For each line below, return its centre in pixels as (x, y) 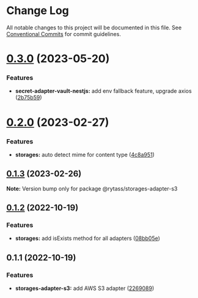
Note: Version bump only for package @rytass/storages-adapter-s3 (92, 188)
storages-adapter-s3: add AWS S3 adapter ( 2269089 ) (85, 288)
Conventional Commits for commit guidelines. (64, 34)
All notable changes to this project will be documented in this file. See (94, 27)
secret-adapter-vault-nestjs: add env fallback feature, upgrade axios (103, 91)
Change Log (38, 11)
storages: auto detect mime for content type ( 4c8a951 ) (85, 154)
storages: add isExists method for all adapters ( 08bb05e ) (88, 238)
